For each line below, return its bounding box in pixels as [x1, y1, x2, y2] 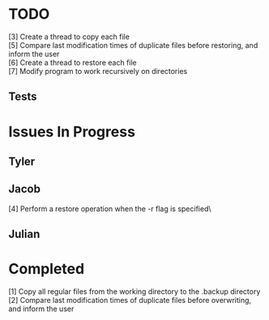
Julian [8, 227, 41, 241]
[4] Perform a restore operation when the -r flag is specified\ [8, 204, 212, 214]
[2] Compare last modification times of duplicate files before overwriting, [8, 296, 252, 305]
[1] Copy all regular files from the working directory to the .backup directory [8, 287, 261, 296]
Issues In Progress [8, 123, 136, 141]
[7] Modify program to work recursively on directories [8, 66, 188, 76]
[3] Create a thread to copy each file [8, 32, 130, 41]
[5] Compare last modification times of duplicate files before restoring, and [8, 40, 258, 50]
